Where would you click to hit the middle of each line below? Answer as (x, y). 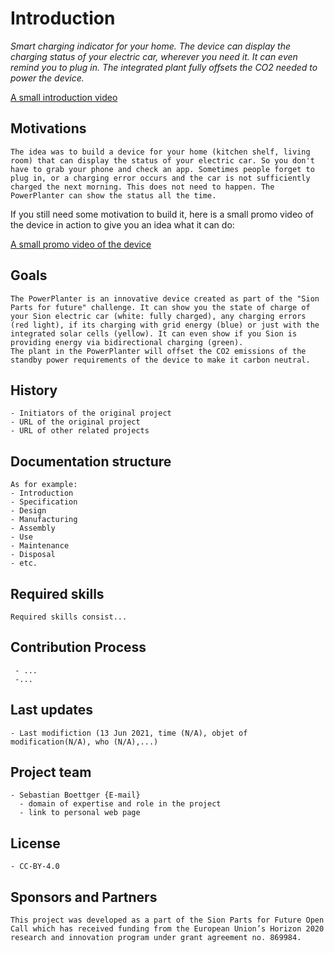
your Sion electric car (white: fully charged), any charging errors (158, 316)
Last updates (51, 710)
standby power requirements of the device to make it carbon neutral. (160, 360)
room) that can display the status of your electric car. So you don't (162, 160)
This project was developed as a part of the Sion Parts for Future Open (167, 920)
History (34, 390)
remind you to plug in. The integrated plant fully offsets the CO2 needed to (164, 67)
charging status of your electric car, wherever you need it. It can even (154, 56)
